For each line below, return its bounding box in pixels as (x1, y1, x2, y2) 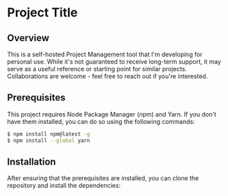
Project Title (7, 5, 78, 21)
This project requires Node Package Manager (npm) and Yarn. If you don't (7, 110, 217, 118)
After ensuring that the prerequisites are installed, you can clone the (7, 174, 199, 182)
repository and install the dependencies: (7, 182, 121, 190)
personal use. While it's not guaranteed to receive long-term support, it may (7, 58, 221, 66)
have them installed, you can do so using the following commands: (7, 117, 195, 125)
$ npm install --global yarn (7, 137, 90, 144)
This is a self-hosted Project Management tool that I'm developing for (7, 50, 203, 58)
